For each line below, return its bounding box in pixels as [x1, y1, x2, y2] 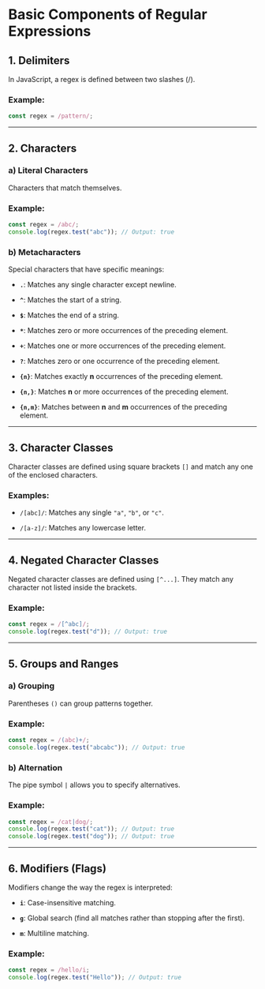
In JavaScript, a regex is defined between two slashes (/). [8, 75, 196, 84]
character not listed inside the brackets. [8, 583, 137, 593]
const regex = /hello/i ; [8, 966, 90, 974]
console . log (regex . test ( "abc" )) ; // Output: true [8, 228, 175, 236]
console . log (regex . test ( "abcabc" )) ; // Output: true [8, 744, 185, 751]
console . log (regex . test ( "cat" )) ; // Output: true [8, 825, 175, 834]
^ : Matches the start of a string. [19, 295, 122, 305]
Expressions [8, 22, 91, 40]
